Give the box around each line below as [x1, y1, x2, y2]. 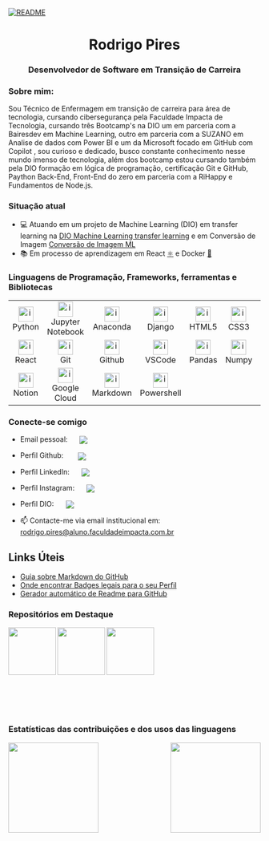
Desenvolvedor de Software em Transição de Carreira [27, 64, 242, 75]
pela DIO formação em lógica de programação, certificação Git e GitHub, [8, 164, 249, 173]
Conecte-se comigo [8, 416, 88, 427]
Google [51, 382, 80, 393]
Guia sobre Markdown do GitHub [19, 572, 129, 581]
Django [147, 321, 175, 332]
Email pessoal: [19, 435, 68, 444]
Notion [13, 387, 38, 398]
